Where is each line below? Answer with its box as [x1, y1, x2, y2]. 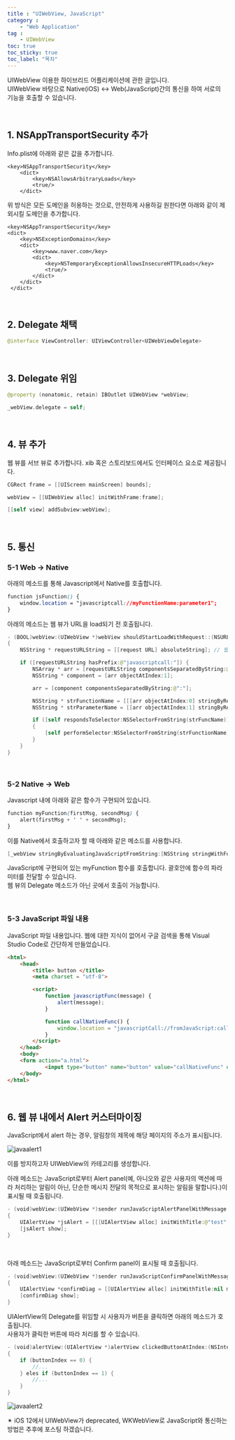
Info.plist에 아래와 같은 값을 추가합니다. [7, 149, 114, 157]
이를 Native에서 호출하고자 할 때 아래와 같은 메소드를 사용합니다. [7, 836, 183, 844]
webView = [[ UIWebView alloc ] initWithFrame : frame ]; [7, 494, 164, 501]
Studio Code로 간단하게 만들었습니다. [7, 939, 111, 948]
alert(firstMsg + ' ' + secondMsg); [20, 816, 127, 823]
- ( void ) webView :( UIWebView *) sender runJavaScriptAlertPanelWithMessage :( [7, 1206, 233, 1213]
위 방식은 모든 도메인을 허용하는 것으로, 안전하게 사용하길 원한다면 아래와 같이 [7, 201, 218, 209]
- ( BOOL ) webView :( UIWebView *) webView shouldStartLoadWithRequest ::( [7, 633, 215, 640]
